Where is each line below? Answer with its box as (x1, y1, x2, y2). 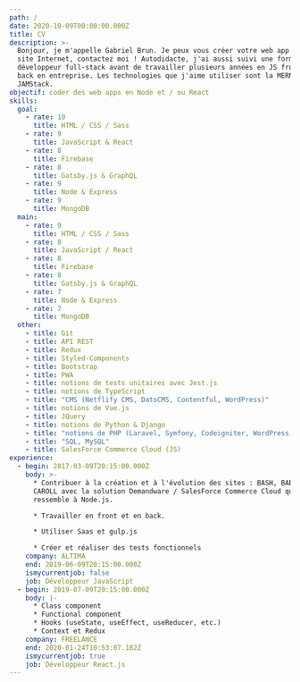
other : (17, 321, 42, 330)
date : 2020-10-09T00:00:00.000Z (9, 21, 129, 30)
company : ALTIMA (25, 551, 87, 561)
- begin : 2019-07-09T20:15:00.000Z (17, 585, 150, 594)
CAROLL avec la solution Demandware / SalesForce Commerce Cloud (32, 486, 281, 496)
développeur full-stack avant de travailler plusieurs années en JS (17, 63, 278, 72)
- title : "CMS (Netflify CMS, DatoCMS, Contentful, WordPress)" (25, 395, 270, 405)
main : (17, 212, 38, 222)
